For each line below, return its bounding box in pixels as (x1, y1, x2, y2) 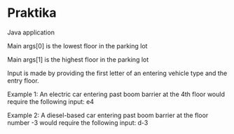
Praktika (7, 5, 57, 21)
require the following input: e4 (7, 97, 95, 106)
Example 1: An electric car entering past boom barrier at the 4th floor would (7, 90, 226, 98)
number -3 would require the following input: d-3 (7, 118, 149, 127)
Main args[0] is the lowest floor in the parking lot (7, 41, 148, 50)
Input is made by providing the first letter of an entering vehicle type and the (7, 69, 228, 77)
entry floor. (7, 76, 40, 85)
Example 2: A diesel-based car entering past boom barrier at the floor (7, 111, 209, 119)
